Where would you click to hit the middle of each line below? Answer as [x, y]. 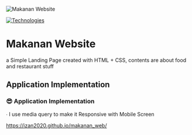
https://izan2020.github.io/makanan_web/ [56, 125]
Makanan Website [51, 44]
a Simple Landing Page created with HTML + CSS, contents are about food [96, 60]
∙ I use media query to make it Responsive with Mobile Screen [80, 114]
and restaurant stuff [30, 66]
